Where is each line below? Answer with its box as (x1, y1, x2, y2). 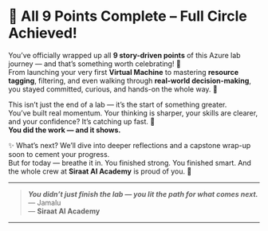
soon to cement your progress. (8, 149, 110, 159)
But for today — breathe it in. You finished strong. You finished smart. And (8, 158, 251, 167)
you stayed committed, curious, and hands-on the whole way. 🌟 (8, 84, 218, 94)
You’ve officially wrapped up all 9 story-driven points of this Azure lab (8, 50, 241, 60)
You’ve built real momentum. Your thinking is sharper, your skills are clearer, (8, 108, 258, 118)
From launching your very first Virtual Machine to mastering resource (8, 67, 239, 76)
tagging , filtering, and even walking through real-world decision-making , (8, 76, 251, 85)
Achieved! (8, 24, 78, 42)
